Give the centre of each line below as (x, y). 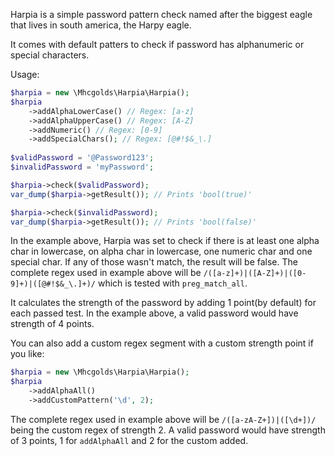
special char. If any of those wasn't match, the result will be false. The (154, 262)
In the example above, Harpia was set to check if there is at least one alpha (165, 241)
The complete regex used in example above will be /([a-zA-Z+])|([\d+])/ (163, 419)
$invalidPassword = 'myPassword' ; (82, 167)
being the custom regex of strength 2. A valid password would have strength (168, 430)
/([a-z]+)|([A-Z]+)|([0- (255, 274)
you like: (27, 354)
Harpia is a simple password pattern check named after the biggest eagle (161, 14)
